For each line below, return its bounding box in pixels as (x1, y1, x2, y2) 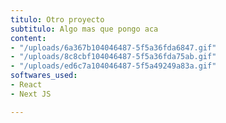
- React (10, 80, 43, 90)
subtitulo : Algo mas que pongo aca (10, 24, 159, 34)
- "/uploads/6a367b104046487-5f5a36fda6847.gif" (10, 42, 217, 53)
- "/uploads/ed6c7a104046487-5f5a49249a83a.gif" (10, 61, 217, 71)
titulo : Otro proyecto (10, 14, 105, 25)
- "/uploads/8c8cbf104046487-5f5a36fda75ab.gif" (10, 52, 217, 62)
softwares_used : (10, 71, 78, 81)
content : (10, 33, 47, 43)
